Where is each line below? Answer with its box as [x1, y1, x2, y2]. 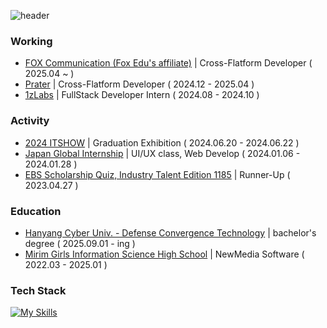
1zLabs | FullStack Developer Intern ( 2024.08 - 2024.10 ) [24, 89, 260, 101]
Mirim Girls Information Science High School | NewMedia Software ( [24, 248, 305, 260]
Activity [10, 114, 50, 128]
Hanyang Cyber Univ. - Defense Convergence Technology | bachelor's [24, 226, 317, 239]
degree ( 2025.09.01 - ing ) [24, 237, 136, 249]
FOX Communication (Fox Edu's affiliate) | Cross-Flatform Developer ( [24, 57, 313, 69]
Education [10, 204, 62, 218]
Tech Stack [10, 283, 67, 297]
